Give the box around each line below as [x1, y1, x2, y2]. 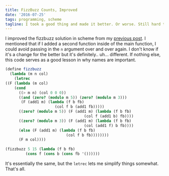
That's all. [5, 165, 26, 172]
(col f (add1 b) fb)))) [83, 114, 134, 119]
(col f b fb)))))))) [66, 133, 109, 138]
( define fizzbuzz [5, 67, 42, 72]
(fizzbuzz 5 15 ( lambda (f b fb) [5, 147, 75, 152]
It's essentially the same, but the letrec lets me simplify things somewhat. [5, 160, 159, 166]
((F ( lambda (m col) [5, 80, 49, 86]
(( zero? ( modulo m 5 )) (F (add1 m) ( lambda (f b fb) [18, 109, 132, 114]
